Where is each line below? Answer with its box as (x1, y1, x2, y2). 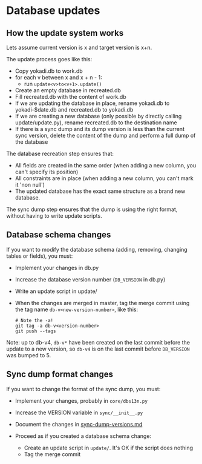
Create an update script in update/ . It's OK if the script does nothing (24, 444, 194, 451)
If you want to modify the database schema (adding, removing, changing (6, 246, 187, 253)
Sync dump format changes (6, 369, 114, 380)
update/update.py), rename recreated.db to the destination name (15, 119, 177, 126)
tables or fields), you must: (6, 252, 73, 260)
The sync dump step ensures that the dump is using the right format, (6, 206, 178, 213)
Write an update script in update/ (15, 287, 98, 295)
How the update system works (6, 28, 124, 38)
